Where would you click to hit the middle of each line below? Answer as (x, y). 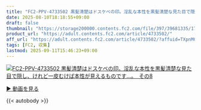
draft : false (22, 23)
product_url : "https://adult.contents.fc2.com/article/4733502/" (89, 34)
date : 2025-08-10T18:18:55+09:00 (48, 17)
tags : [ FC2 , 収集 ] (28, 45)
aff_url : (17, 39)
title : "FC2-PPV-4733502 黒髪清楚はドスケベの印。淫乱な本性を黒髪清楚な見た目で (98, 12)
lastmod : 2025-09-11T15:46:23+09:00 (52, 51)
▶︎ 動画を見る (22, 88)
